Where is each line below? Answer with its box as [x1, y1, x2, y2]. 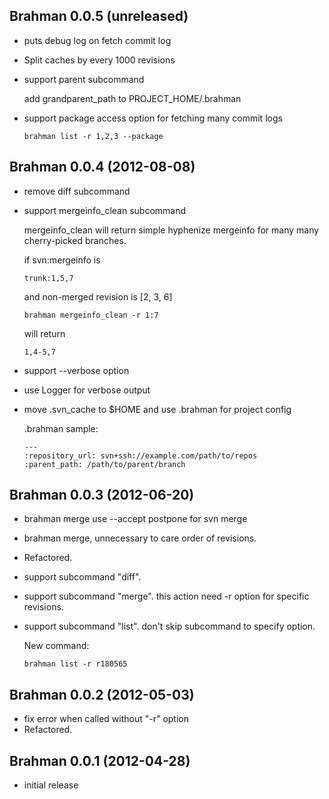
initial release [23, 779, 79, 791]
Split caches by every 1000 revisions [23, 54, 176, 66]
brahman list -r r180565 [23, 659, 128, 669]
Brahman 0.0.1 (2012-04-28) [9, 752, 191, 769]
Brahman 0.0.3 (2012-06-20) [9, 487, 195, 504]
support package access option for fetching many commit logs [23, 112, 283, 124]
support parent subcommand [23, 73, 145, 85]
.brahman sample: [23, 422, 99, 434]
